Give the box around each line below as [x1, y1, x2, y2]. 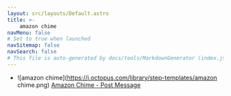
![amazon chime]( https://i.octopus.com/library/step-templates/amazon [16, 73, 218, 82]
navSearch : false [7, 49, 57, 56]
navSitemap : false [7, 42, 60, 49]
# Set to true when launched [7, 36, 91, 43]
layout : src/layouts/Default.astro [7, 10, 109, 17]
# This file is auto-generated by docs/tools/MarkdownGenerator [7, 55, 195, 62]
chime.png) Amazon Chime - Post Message [16, 80, 141, 89]
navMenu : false [7, 29, 51, 36]
